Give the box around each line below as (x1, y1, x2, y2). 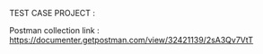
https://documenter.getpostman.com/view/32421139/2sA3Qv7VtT (9, 35, 254, 45)
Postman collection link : (9, 25, 101, 35)
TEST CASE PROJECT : (9, 8, 96, 18)
